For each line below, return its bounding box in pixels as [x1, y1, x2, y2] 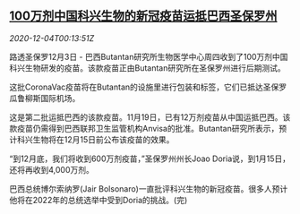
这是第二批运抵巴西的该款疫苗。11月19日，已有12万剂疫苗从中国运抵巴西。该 [9, 111, 291, 123]
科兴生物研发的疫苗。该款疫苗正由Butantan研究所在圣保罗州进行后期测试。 [9, 62, 286, 73]
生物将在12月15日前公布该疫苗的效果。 [32, 133, 175, 145]
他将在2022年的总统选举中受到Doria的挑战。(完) [9, 194, 188, 205]
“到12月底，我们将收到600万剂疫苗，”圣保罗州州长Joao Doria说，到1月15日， [9, 153, 291, 164]
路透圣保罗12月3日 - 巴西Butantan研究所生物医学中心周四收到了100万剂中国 [9, 51, 288, 62]
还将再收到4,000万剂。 [9, 164, 94, 175]
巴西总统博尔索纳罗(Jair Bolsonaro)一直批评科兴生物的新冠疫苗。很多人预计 [9, 183, 288, 194]
